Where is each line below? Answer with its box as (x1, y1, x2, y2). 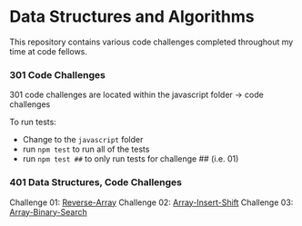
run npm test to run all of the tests (22, 143, 150, 155)
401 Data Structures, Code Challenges (9, 176, 183, 189)
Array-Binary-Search (9, 206, 88, 217)
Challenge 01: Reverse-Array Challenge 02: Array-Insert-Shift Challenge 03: (9, 197, 294, 208)
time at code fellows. (9, 45, 88, 56)
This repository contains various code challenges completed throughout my (9, 36, 294, 47)
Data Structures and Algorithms (9, 6, 255, 27)
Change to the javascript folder (22, 134, 144, 145)
